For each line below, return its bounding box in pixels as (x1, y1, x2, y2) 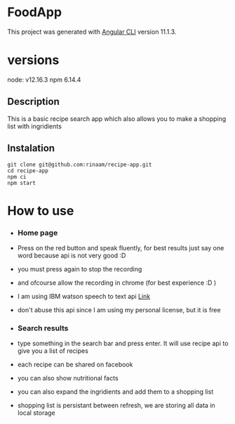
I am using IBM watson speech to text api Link (17, 292, 151, 300)
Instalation (7, 142, 55, 155)
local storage (17, 409, 56, 417)
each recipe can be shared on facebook (17, 360, 133, 369)
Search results (17, 323, 69, 333)
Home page (17, 228, 58, 238)
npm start (7, 179, 36, 186)
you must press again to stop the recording (17, 264, 142, 273)
